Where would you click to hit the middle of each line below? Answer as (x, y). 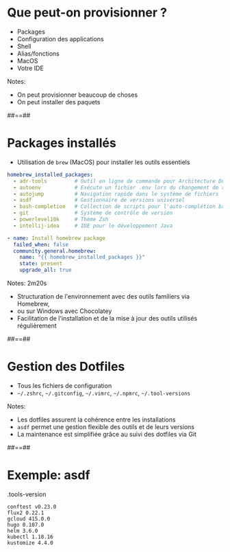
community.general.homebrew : (55, 251)
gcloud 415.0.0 (29, 519)
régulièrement (37, 325)
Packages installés (62, 143)
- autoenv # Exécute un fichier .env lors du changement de (116, 187)
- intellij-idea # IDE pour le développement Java (93, 226)
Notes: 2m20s (27, 283)
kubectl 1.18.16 (30, 537)
